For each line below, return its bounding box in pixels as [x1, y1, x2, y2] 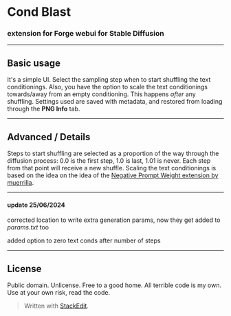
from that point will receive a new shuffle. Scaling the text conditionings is [7, 164, 217, 172]
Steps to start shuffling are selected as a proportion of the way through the [7, 149, 219, 158]
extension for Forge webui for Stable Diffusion [7, 29, 164, 38]
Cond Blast [7, 4, 71, 20]
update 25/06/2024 [7, 201, 65, 209]
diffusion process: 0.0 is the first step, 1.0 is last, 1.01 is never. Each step [7, 157, 211, 165]
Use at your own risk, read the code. [7, 289, 111, 297]
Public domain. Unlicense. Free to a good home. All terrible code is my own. [7, 281, 222, 289]
